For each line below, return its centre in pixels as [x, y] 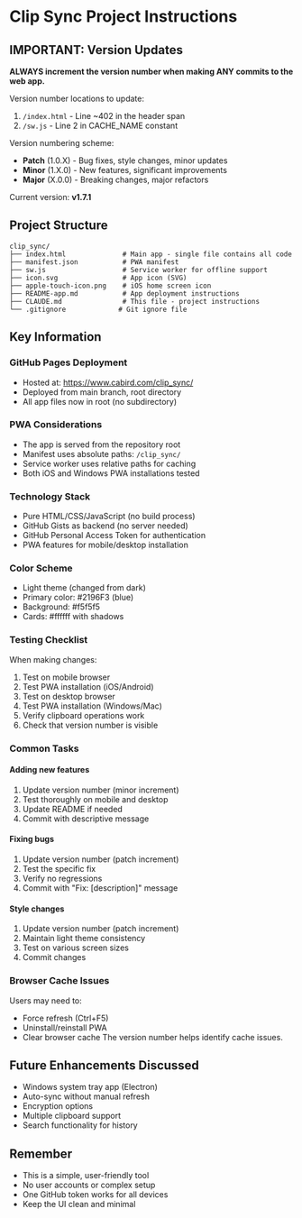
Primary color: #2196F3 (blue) [78, 598]
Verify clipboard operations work [83, 715]
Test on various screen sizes [75, 948]
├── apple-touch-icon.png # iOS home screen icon [110, 286]
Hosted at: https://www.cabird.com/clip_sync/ [108, 382]
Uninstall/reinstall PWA [64, 1027]
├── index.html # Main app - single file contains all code [151, 254]
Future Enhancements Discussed [105, 1065]
